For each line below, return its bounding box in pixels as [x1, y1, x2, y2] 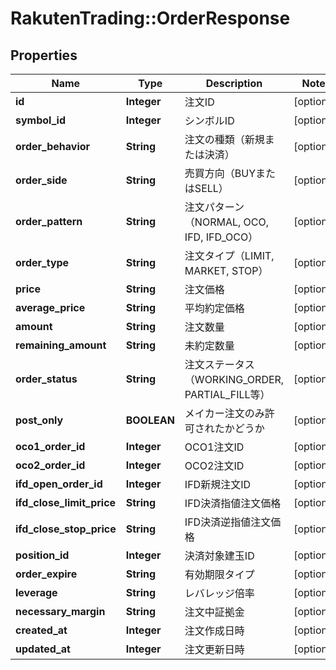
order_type [15, 256, 70, 269]
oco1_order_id [15, 440, 86, 453]
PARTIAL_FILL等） [184, 388, 271, 401]
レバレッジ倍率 [184, 587, 255, 600]
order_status [15, 372, 78, 386]
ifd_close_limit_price [15, 496, 117, 509]
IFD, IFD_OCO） [184, 230, 259, 244]
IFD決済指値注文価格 [184, 497, 282, 510]
